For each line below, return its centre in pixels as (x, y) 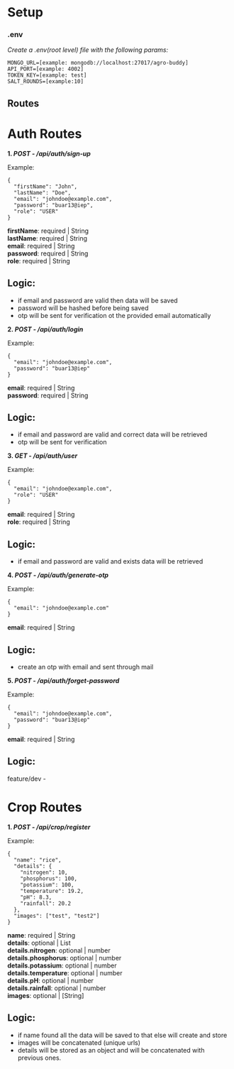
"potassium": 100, (47, 884)
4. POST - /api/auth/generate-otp (58, 575)
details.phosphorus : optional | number (65, 958)
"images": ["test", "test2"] (57, 916)
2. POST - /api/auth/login (45, 329)
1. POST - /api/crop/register (49, 827)
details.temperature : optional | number (65, 972)
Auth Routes (45, 134)
